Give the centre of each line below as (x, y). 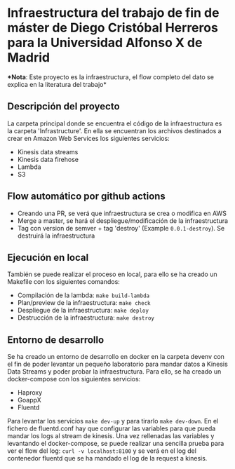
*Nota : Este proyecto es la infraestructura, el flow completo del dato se (110, 77)
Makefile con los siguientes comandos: (64, 282)
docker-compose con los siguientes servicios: (74, 379)
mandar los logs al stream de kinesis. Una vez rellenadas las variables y (111, 436)
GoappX (29, 400)
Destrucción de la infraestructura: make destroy (86, 318)
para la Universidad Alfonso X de (105, 43)
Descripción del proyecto (64, 107)
